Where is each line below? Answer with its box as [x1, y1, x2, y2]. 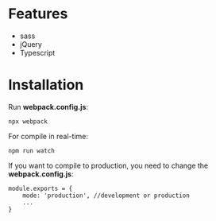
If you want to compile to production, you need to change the [8, 161, 209, 170]
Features [8, 5, 68, 23]
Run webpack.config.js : [8, 102, 89, 111]
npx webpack [8, 117, 48, 126]
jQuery [19, 39, 42, 48]
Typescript [19, 48, 56, 57]
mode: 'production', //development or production [22, 192, 191, 200]
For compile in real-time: [8, 131, 89, 141]
